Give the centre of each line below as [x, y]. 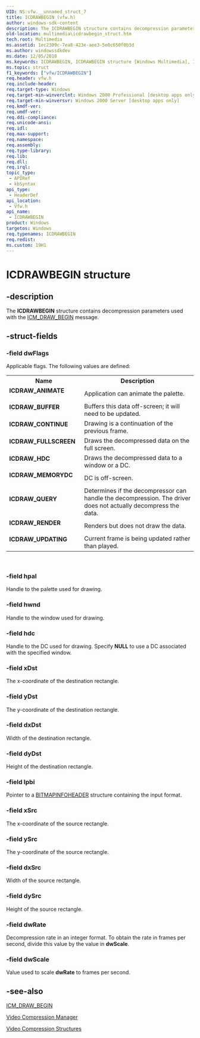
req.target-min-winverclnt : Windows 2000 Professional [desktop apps [94, 95]
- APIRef [20, 179]
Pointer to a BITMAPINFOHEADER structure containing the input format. [94, 795]
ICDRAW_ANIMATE [37, 391]
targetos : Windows [29, 228]
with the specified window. [39, 653]
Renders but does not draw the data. [135, 526]
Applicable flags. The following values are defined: [68, 366]
